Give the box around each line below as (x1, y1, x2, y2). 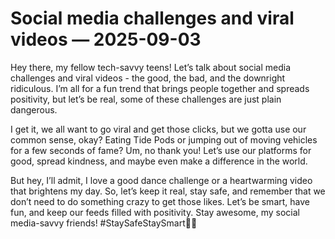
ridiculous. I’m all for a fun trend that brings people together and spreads (10, 82, 310, 94)
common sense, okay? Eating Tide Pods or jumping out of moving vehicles (10, 133, 318, 146)
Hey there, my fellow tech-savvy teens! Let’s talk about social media (10, 61, 292, 73)
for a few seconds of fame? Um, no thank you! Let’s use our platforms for (10, 144, 312, 156)
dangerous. (10, 103, 58, 116)
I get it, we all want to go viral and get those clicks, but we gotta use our (10, 123, 307, 135)
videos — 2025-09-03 (10, 28, 202, 51)
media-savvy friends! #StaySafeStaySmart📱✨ (10, 217, 198, 229)
